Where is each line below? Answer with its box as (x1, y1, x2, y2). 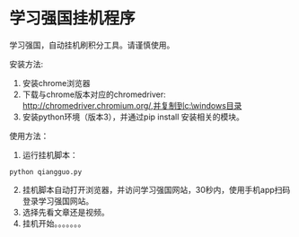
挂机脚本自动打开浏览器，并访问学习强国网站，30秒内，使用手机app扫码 (22, 184, 291, 195)
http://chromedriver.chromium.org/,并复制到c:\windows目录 (22, 100, 242, 110)
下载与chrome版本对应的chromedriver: (22, 89, 166, 100)
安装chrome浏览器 (22, 77, 91, 88)
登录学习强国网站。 (22, 195, 94, 206)
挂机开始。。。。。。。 (22, 217, 86, 229)
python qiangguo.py (9, 167, 83, 176)
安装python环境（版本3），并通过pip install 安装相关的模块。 (22, 111, 245, 122)
